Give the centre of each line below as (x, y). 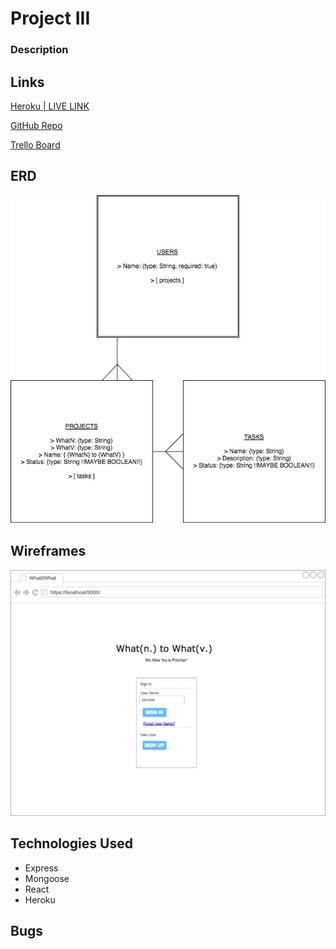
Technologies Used (71, 843)
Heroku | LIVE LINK (50, 106)
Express (41, 868)
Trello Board (35, 144)
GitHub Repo (36, 125)
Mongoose (47, 878)
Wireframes (48, 551)
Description (39, 50)
